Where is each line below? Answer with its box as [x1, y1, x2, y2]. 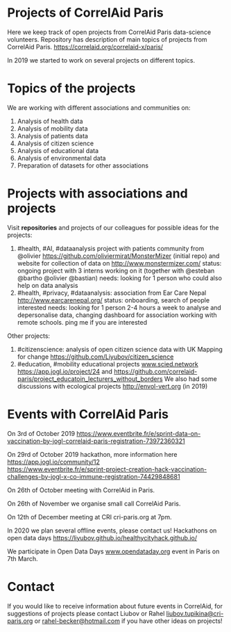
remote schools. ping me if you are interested [17, 318, 148, 326]
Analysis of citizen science [17, 139, 94, 147]
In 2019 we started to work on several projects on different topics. [7, 56, 196, 64]
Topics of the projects [7, 81, 136, 97]
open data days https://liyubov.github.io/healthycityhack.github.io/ [7, 533, 198, 542]
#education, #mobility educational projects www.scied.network [17, 359, 199, 368]
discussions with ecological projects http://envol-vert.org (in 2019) [17, 382, 208, 390]
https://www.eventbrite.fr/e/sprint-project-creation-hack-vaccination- [7, 464, 207, 473]
